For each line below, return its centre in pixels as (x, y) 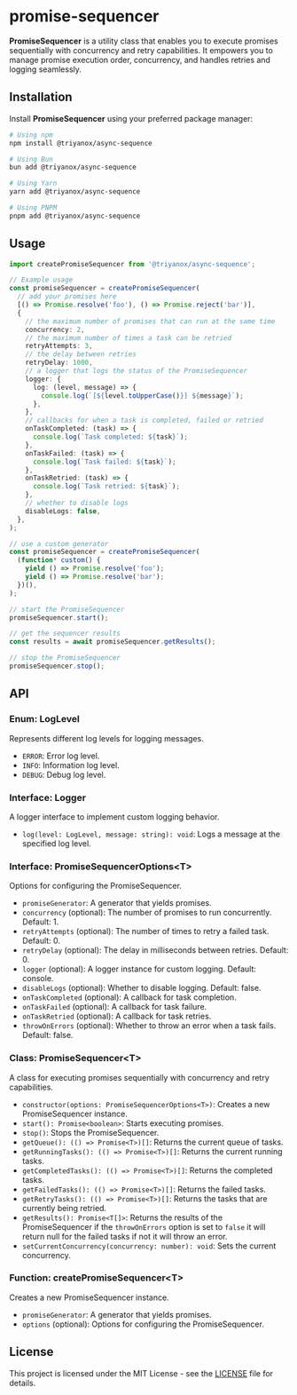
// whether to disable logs (77, 503)
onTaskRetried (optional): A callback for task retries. (117, 1016)
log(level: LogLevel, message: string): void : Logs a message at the (151, 834)
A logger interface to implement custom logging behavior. (114, 816)
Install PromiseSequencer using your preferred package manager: (131, 118)
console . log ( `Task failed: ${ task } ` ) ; (104, 462)
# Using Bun (31, 159)
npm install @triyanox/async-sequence (81, 143)
